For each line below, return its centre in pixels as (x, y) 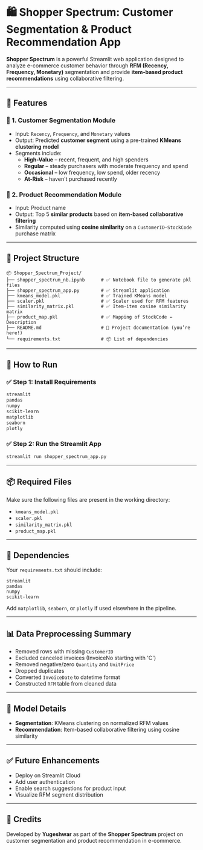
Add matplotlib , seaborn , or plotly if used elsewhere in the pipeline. (92, 609)
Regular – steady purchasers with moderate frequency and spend (106, 166)
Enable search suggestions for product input (70, 788)
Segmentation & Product (69, 29)
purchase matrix (35, 233)
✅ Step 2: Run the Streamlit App (54, 444)
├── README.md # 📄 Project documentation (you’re (98, 328)
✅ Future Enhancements (53, 761)
